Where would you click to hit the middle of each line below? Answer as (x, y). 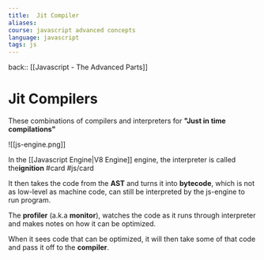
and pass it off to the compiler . (58, 247)
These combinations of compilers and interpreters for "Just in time (117, 121)
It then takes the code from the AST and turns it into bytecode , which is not (132, 184)
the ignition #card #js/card (51, 168)
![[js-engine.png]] (37, 145)
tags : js (23, 45)
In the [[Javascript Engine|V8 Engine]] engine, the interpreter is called (122, 160)
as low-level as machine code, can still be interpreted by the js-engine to (126, 192)
